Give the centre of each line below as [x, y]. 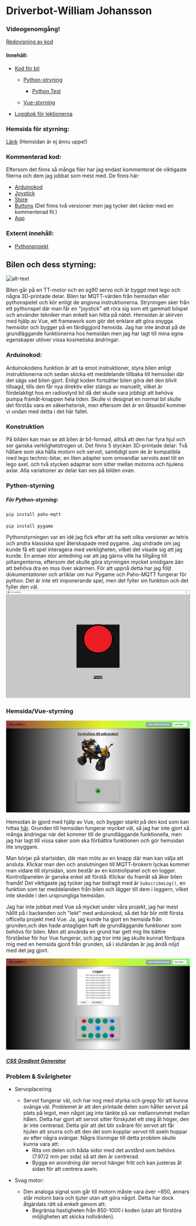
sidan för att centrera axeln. [65, 1169]
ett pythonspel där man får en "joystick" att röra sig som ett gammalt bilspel [97, 309]
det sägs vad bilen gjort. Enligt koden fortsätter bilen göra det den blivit [91, 380]
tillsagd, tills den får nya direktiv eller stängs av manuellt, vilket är [84, 386]
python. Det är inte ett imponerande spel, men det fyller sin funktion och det [97, 580]
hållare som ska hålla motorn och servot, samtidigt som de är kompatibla [93, 452]
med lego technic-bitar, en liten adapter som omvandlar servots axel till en [95, 457]
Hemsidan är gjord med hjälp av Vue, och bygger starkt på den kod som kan [98, 822]
